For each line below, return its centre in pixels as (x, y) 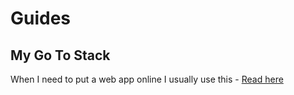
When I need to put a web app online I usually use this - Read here (147, 79)
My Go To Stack (60, 55)
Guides (41, 18)
